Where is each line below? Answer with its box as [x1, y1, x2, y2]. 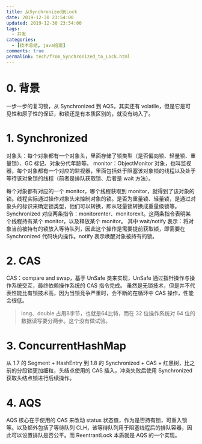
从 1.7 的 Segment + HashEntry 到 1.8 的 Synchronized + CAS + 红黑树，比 [6, 359, 190, 367]
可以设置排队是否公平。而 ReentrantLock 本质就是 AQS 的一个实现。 [11, 431, 180, 439]
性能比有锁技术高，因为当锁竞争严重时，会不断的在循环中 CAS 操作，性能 [11, 289, 194, 297]
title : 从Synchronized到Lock [6, 8, 78, 15]
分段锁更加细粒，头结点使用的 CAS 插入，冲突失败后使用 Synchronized [16, 367, 193, 374]
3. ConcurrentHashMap [6, 339, 126, 353]
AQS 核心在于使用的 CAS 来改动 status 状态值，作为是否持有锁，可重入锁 [6, 416, 188, 424]
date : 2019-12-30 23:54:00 [6, 14, 74, 20]
